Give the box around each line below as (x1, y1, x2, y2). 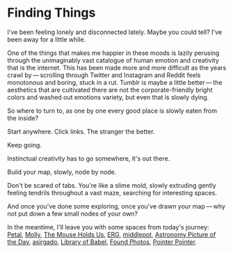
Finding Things (7, 5, 96, 21)
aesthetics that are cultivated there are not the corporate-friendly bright (7, 85, 213, 94)
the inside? (7, 113, 39, 122)
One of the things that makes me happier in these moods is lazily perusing (7, 49, 220, 57)
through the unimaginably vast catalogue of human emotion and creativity (7, 56, 219, 64)
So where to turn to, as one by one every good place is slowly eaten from (7, 106, 218, 115)
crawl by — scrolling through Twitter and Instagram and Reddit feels (7, 71, 201, 79)
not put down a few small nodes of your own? (7, 209, 138, 218)
